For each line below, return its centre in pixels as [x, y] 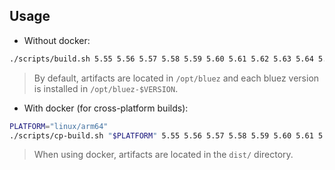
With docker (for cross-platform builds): [106, 108]
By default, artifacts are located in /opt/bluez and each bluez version [176, 78]
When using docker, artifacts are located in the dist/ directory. [163, 155]
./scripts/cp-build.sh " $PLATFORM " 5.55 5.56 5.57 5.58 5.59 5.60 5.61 [161, 135]
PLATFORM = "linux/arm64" [59, 126]
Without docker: [57, 40]
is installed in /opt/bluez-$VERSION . [106, 88]
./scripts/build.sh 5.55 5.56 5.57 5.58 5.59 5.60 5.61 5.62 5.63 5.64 [161, 59]
